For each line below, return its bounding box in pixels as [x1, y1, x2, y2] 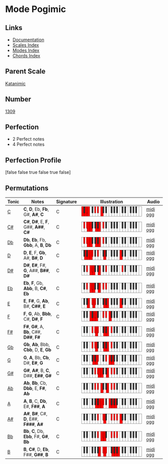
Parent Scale [5, 67, 46, 76]
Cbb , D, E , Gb [23, 347, 51, 353]
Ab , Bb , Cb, [23, 380, 47, 386]
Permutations [5, 184, 48, 192]
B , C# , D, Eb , [23, 446, 50, 452]
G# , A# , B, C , [23, 367, 50, 374]
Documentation [12, 37, 44, 43]
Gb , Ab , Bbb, [23, 342, 50, 348]
